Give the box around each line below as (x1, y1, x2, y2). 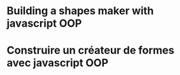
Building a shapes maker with (6, 4, 154, 18)
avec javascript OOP (6, 56, 109, 70)
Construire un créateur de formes (6, 44, 175, 57)
